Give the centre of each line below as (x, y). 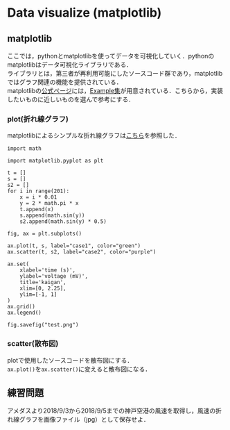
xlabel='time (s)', (48, 270)
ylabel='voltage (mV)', (54, 276)
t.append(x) (37, 210)
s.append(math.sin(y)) (52, 216)
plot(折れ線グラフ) (38, 119)
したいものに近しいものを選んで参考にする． (71, 99)
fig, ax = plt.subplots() (44, 234)
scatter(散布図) (33, 344)
